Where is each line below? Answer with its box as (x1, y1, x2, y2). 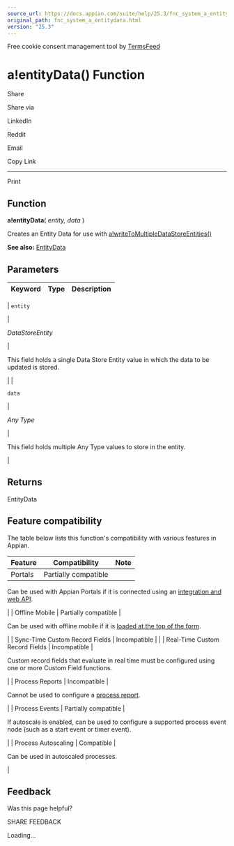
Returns (7, 476, 43, 488)
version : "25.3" (7, 23, 54, 30)
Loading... (7, 831, 36, 840)
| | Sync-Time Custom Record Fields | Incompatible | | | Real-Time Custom (7, 635, 219, 644)
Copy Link (7, 158, 36, 166)
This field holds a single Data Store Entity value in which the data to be (7, 355, 210, 363)
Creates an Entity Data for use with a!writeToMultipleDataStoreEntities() (7, 229, 212, 238)
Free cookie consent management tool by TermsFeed (7, 43, 160, 51)
